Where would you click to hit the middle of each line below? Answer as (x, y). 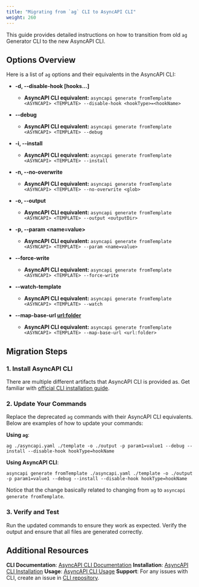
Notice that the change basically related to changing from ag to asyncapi (96, 490)
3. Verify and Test (33, 512)
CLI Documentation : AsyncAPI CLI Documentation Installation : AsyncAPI (97, 565)
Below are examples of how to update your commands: (75, 424)
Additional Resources (47, 551)
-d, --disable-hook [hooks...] (52, 86)
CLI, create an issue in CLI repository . (53, 578)
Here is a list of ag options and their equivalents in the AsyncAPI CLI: (91, 75)
